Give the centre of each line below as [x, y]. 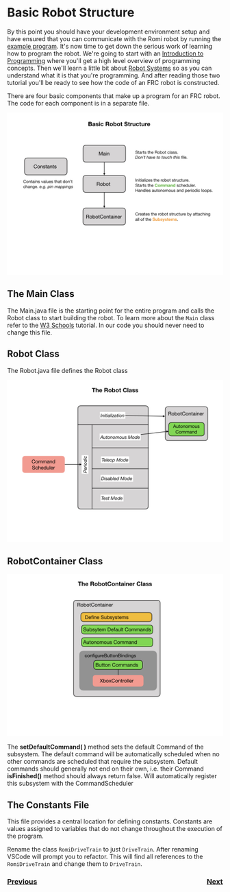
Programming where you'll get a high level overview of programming [104, 60]
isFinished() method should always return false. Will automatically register [112, 776]
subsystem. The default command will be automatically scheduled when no [114, 754]
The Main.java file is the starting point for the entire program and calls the [111, 311]
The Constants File [48, 805]
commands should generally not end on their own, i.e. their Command [105, 769]
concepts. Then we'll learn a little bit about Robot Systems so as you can [110, 68]
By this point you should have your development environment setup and [108, 32]
